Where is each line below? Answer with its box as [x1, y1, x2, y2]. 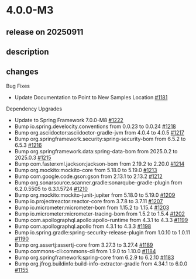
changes [6, 67, 39, 77]
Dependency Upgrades [6, 105, 63, 112]
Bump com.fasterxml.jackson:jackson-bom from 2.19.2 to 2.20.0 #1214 [14, 160, 185, 167]
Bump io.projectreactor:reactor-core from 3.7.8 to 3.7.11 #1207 [14, 197, 163, 204]
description [6, 46, 49, 56]
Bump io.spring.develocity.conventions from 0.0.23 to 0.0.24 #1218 [14, 123, 177, 130]
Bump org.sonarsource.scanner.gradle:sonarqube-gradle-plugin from [14, 179, 183, 186]
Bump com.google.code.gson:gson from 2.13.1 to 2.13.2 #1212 [14, 173, 163, 180]
